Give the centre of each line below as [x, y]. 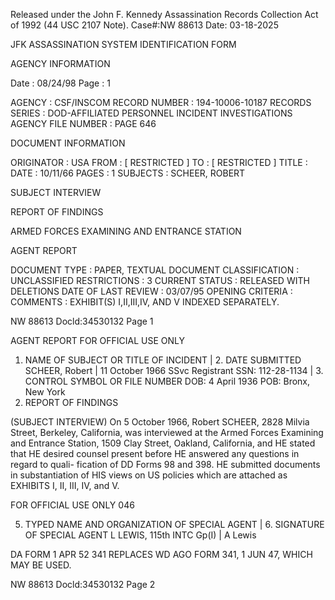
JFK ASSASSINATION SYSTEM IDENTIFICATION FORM [123, 44]
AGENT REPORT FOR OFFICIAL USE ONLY [97, 340]
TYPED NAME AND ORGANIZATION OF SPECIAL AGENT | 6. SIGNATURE [174, 524]
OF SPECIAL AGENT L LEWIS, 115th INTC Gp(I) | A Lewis [140, 535]
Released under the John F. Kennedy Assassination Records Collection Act [164, 14]
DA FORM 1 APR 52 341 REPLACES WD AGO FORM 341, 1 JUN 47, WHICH [161, 554]
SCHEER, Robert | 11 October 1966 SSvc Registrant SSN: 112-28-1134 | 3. [174, 370]
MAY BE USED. [41, 565]
